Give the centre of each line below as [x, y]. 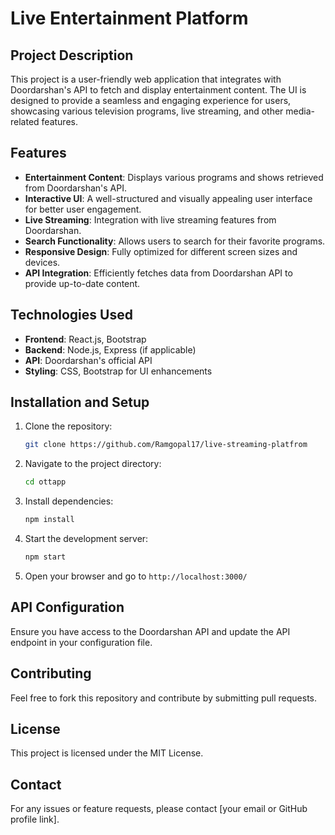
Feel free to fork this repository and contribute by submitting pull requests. [164, 698]
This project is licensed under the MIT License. [107, 753]
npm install [49, 520]
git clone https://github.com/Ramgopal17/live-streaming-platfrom [166, 445]
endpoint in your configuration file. [81, 642]
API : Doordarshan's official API [88, 360]
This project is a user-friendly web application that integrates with [146, 79]
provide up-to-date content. [82, 283]
